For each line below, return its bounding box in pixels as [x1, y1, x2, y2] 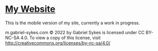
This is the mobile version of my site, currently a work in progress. [5, 20, 140, 26]
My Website [5, 3, 55, 15]
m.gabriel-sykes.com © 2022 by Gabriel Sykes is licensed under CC [5, 29, 145, 35]
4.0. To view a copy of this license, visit [20, 35, 101, 41]
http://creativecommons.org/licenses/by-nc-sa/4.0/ [5, 40, 110, 46]
